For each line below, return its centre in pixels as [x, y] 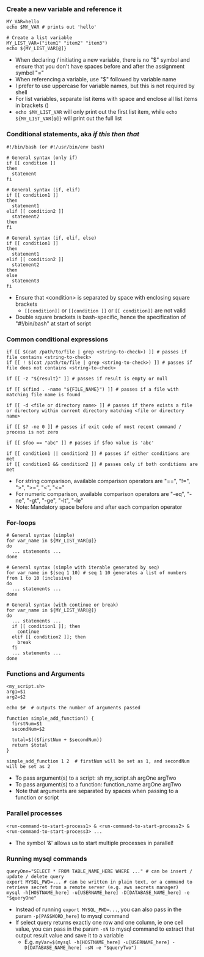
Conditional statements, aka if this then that [73, 135]
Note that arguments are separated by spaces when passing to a [97, 791]
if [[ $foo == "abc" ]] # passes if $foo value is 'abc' [80, 443]
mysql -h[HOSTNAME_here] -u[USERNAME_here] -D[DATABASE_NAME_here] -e [98, 893]
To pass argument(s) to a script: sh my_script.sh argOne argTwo [96, 778]
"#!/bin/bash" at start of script [53, 323]
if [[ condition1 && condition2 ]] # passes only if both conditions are [102, 464]
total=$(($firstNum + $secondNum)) [57, 740]
